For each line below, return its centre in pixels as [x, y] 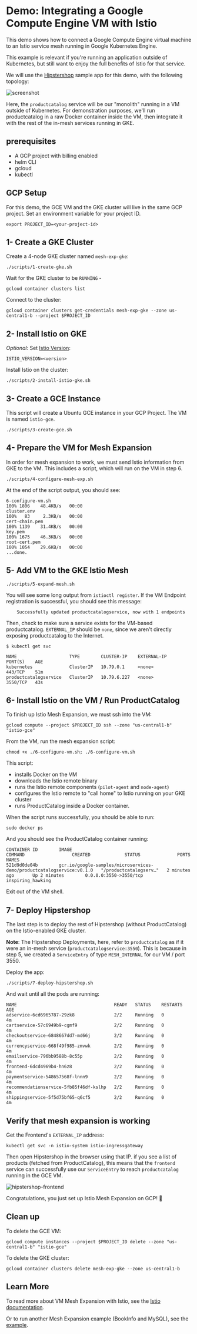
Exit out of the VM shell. [35, 891]
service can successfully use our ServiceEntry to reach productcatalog [93, 1169]
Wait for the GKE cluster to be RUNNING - [54, 278]
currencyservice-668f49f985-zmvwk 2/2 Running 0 [85, 1046]
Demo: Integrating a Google [75, 11]
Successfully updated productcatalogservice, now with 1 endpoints [101, 612]
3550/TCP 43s [25, 682]
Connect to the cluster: [34, 300]
